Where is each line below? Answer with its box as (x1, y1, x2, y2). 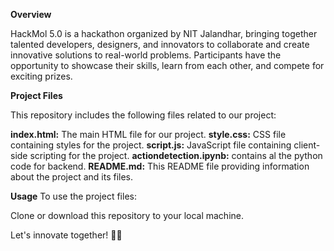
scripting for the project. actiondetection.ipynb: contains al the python (29, 150, 323, 161)
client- (293, 139, 321, 151)
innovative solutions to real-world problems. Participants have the (10, 49, 282, 61)
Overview (10, 9, 52, 20)
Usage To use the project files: (10, 190, 137, 202)
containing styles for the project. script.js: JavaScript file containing (10, 139, 292, 151)
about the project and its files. (10, 171, 134, 183)
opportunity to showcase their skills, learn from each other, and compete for (10, 60, 325, 71)
